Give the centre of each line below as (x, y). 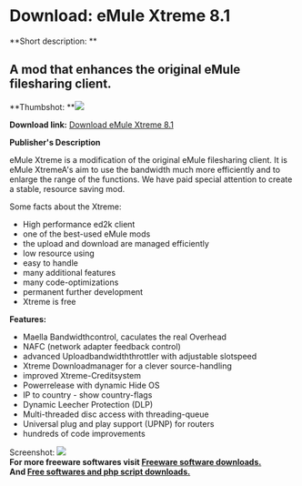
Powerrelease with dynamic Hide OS (91, 385)
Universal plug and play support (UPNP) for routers (118, 423)
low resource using (59, 253)
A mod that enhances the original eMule (125, 70)
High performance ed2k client (79, 224)
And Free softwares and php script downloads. (100, 471)
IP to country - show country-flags (87, 395)
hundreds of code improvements (84, 433)
